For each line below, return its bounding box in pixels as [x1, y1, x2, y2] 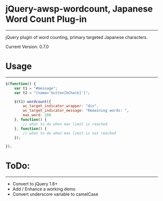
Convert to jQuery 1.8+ [12, 181, 58, 187]
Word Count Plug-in [5, 14, 87, 25]
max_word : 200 [23, 113, 51, 117]
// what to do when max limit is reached [23, 121, 108, 127]
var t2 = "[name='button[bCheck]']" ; [14, 90, 90, 95]
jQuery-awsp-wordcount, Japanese [5, 3, 153, 15]
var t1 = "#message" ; [14, 86, 58, 91]
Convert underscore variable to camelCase [12, 191, 99, 197]
